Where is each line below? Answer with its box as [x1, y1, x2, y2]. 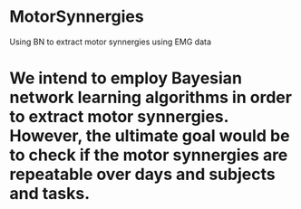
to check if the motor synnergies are [9, 145, 288, 166]
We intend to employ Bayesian [9, 68, 243, 89]
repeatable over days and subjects [9, 165, 276, 185]
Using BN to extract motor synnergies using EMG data [9, 36, 211, 47]
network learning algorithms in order [9, 88, 293, 108]
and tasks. [9, 184, 91, 204]
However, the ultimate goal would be [9, 126, 290, 147]
